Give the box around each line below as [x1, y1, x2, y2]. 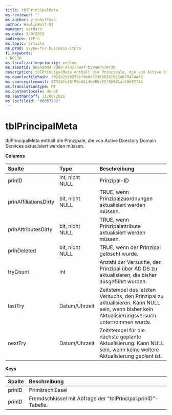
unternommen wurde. [99, 318, 152, 326]
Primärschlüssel [29, 387, 68, 394]
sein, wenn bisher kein [99, 305, 154, 313]
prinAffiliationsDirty [8, 199, 55, 206]
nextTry [8, 340, 27, 347]
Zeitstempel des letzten [99, 286, 156, 294]
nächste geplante [99, 333, 142, 340]
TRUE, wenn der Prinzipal [99, 244, 161, 251]
